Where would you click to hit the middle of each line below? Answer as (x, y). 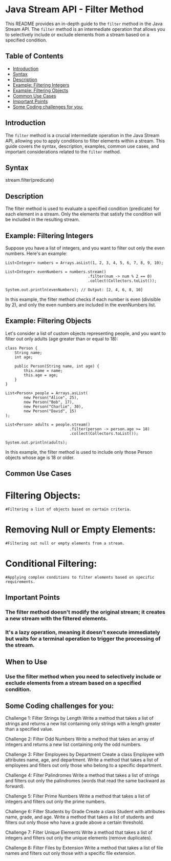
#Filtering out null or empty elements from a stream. (65, 543)
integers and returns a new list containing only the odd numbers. (73, 744)
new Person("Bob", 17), (49, 402)
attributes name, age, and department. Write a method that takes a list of (82, 760)
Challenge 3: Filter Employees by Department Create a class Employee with (85, 754)
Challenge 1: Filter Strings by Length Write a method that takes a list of (79, 718)
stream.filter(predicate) (30, 180)
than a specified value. (29, 729)
